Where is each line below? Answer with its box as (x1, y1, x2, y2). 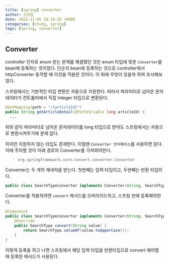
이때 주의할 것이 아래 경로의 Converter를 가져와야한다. (5, 147, 112, 153)
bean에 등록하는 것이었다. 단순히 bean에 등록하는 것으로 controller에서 (5, 65, 145, 71)
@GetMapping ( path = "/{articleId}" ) (5, 104, 82, 110)
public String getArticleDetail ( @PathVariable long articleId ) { (5, 109, 145, 114)
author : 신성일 (5, 12, 34, 17)
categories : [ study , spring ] (5, 21, 66, 27)
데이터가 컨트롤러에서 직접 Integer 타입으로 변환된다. (5, 94, 109, 101)
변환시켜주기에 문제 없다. (10, 130, 59, 136)
